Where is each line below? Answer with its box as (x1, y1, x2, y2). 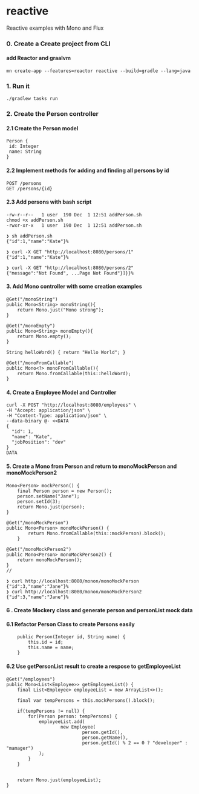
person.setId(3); (17, 498, 61, 504)
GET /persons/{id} (6, 185, 53, 192)
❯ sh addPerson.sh (6, 233, 53, 239)
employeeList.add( (38, 718, 85, 725)
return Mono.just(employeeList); (17, 777, 102, 783)
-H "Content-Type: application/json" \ (6, 413, 107, 419)
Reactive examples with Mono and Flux (6, 24, 104, 32)
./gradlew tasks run (6, 96, 59, 102)
